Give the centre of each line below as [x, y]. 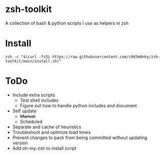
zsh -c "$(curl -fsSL [28, 57]
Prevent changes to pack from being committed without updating [80, 137]
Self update [24, 111]
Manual [28, 116]
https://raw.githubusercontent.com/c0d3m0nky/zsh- [106, 57]
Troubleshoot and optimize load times [51, 132]
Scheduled [31, 121]
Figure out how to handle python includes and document [78, 105]
